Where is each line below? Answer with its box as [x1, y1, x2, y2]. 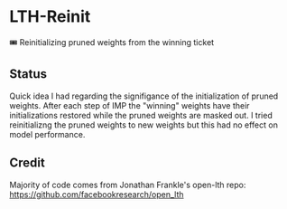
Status [9, 66, 48, 82]
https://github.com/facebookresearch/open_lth [9, 188, 184, 200]
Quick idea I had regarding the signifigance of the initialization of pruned [9, 90, 279, 101]
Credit [9, 156, 45, 171]
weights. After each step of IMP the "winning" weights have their [9, 100, 250, 110]
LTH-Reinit [9, 6, 91, 27]
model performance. [9, 128, 86, 139]
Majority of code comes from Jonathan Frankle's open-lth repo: [9, 179, 246, 190]
